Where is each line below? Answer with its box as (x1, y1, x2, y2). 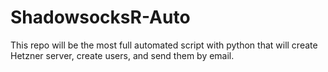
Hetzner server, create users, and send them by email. (10, 49, 235, 61)
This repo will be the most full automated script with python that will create (10, 39, 318, 51)
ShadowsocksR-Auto (10, 6, 191, 29)
